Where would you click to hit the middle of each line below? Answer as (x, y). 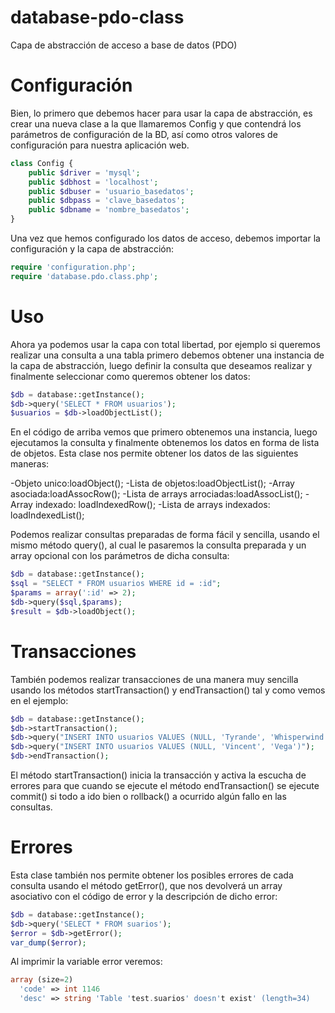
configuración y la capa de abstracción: (92, 249)
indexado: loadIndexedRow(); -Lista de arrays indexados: (152, 505)
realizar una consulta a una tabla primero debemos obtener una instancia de (167, 355)
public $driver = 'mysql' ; (84, 172)
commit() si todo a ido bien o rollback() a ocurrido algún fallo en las (148, 796)
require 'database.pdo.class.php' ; (84, 276)
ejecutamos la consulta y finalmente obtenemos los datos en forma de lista (165, 443)
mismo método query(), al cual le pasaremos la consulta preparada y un (158, 545)
